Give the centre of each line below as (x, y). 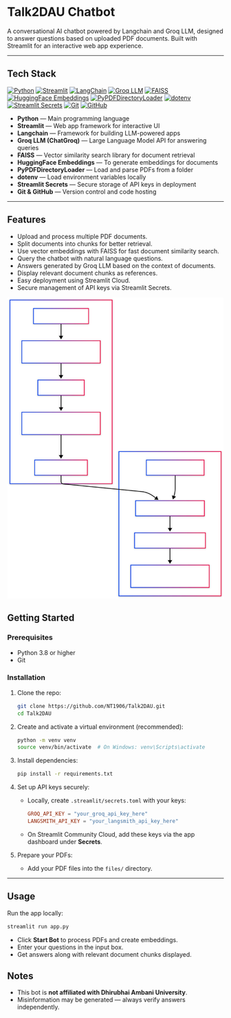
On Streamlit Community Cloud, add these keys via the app (111, 834)
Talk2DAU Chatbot (61, 12)
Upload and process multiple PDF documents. (82, 236)
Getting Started (41, 618)
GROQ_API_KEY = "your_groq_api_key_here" (87, 814)
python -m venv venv (46, 740)
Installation (26, 678)
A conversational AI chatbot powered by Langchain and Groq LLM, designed (115, 31)
